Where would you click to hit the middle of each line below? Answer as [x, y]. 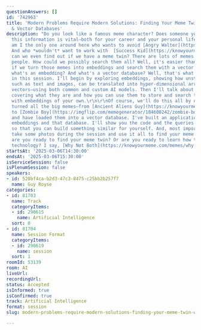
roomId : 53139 [24, 262]
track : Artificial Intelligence [46, 301]
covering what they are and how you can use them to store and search [101, 95]
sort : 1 [21, 257]
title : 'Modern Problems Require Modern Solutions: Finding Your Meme [96, 23]
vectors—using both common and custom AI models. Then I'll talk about [103, 90]
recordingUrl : [24, 279]
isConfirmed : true [29, 296]
